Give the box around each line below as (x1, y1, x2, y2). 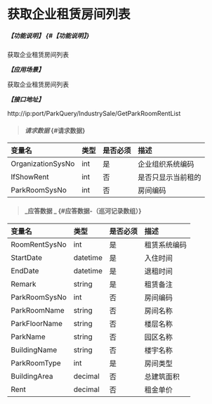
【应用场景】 (7, 65, 44, 74)
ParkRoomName (11, 305, 65, 315)
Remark (11, 279, 37, 289)
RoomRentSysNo (11, 240, 67, 249)
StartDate (11, 252, 43, 262)
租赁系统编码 (144, 240, 187, 249)
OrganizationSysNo (11, 159, 75, 169)
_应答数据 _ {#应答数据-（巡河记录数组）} (24, 207, 142, 215)
